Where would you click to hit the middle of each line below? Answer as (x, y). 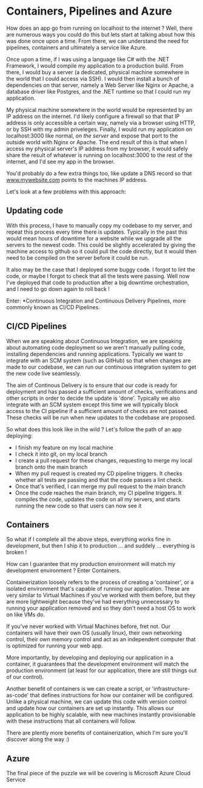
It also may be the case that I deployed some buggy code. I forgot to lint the (101, 270)
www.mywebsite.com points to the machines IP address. (77, 180)
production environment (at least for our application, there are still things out (101, 671)
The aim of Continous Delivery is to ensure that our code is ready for (92, 385)
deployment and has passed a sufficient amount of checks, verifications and (102, 391)
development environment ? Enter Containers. (64, 571)
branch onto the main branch (51, 467)
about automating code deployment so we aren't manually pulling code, (96, 347)
